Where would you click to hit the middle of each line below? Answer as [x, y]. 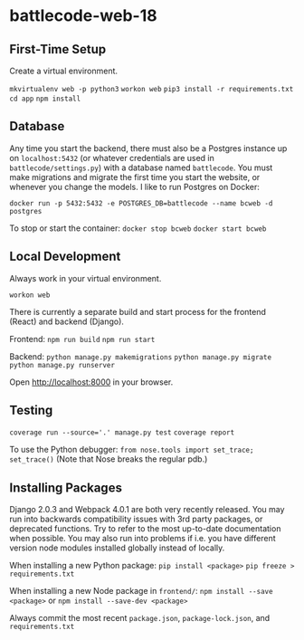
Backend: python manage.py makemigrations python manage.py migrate [141, 356]
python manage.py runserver [62, 365]
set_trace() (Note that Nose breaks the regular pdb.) [109, 459]
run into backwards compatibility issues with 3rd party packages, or [136, 519]
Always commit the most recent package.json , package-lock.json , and [140, 618]
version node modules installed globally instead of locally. [117, 548]
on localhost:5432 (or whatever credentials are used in [112, 158]
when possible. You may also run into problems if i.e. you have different [142, 539]
